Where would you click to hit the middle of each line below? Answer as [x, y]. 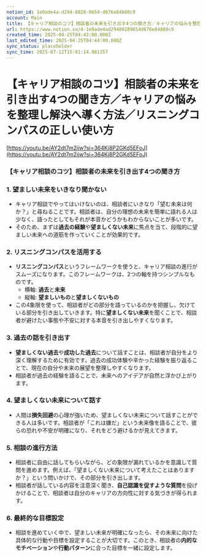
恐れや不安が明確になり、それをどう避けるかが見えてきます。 [103, 430]
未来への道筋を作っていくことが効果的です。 [88, 235]
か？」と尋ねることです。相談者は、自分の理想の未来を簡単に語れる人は [106, 211]
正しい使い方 [82, 130]
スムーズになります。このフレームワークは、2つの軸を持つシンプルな [102, 275]
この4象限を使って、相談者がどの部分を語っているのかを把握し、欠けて [105, 305]
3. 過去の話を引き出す [38, 338]
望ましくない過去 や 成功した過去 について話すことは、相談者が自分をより [106, 352]
